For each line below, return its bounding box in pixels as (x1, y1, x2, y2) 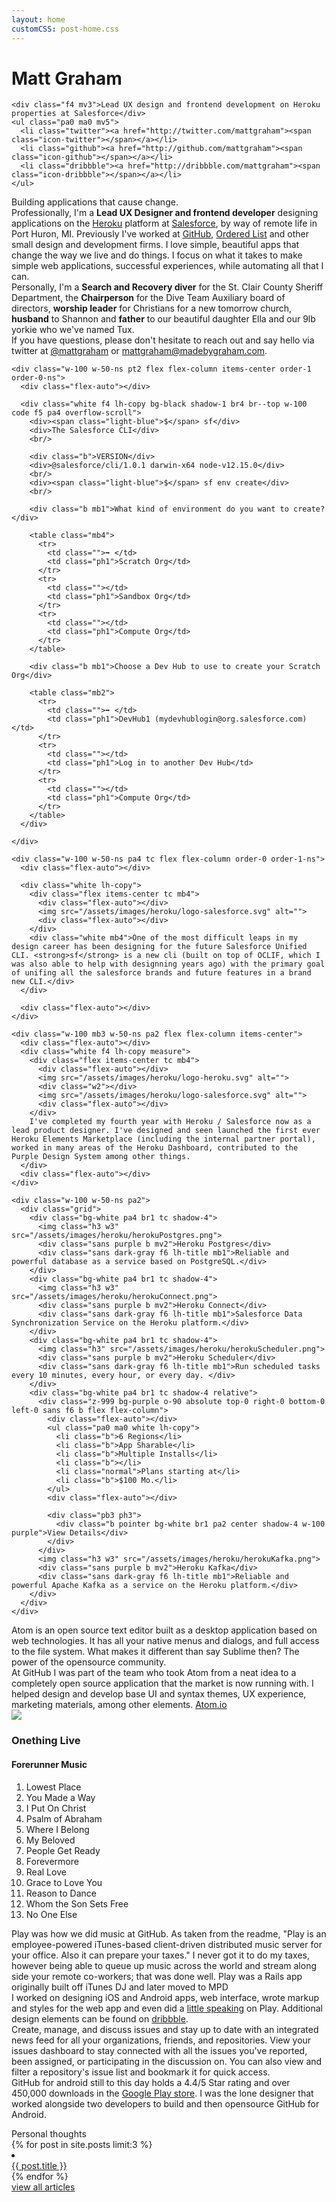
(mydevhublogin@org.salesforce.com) (154, 714, 308, 725)
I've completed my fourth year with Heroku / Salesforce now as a (29, 1117, 312, 1127)
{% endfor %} (11, 2170, 69, 2182)
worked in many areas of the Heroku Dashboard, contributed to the (11, 1143, 299, 1153)
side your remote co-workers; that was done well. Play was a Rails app (11, 1970, 303, 1982)
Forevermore (25, 1855, 79, 1867)
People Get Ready (25, 1844, 101, 1856)
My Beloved (25, 1834, 76, 1846)
